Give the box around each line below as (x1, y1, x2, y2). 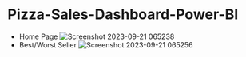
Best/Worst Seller (18, 40, 77, 49)
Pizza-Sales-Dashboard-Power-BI (7, 6, 239, 24)
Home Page (18, 32, 58, 41)
